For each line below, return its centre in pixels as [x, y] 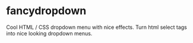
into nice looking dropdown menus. [49, 33]
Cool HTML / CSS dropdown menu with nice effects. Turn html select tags [96, 27]
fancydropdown [46, 11]
